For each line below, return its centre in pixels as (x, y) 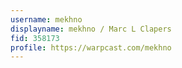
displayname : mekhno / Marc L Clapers (91, 29)
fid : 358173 (35, 38)
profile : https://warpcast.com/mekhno (91, 47)
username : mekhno (46, 19)
